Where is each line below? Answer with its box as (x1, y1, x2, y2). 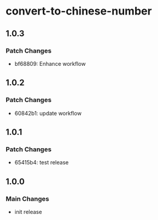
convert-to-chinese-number (5, 4, 152, 18)
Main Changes (5, 195, 50, 203)
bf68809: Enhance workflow (14, 60, 86, 67)
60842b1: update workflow (14, 109, 82, 117)
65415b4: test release (14, 159, 69, 166)
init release (14, 208, 42, 215)
